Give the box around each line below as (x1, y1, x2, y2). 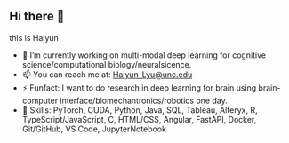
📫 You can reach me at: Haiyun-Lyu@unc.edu (21, 68, 193, 80)
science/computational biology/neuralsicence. (21, 59, 192, 69)
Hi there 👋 (9, 9, 65, 24)
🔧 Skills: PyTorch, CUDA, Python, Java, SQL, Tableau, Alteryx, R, (21, 104, 258, 115)
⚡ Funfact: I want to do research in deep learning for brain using (21, 82, 257, 93)
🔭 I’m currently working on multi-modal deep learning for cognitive (21, 50, 267, 60)
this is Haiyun (9, 32, 60, 43)
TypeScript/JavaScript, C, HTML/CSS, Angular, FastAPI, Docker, (21, 114, 257, 124)
